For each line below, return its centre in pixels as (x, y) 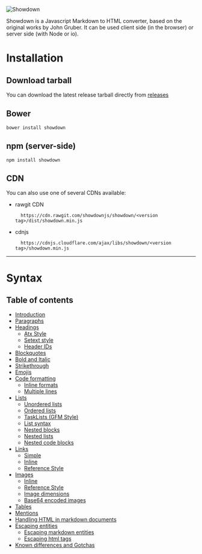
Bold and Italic (33, 359)
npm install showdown (33, 160)
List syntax (37, 423)
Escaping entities (36, 526)
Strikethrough (32, 366)
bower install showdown (36, 127)
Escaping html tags (48, 539)
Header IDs (38, 347)
